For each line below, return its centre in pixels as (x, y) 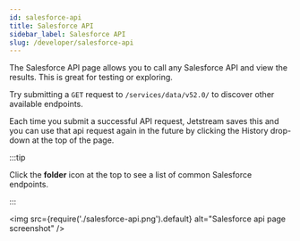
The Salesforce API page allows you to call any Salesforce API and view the (149, 68)
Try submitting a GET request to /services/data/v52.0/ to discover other (142, 95)
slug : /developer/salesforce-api (72, 42)
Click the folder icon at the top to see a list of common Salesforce (131, 175)
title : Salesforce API (51, 26)
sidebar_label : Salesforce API (68, 34)
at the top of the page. (73, 140)
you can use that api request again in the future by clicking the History (139, 131)
